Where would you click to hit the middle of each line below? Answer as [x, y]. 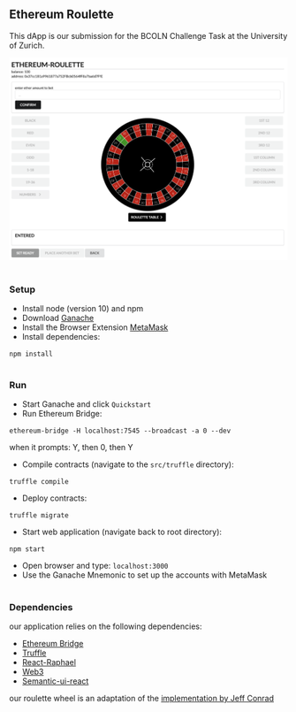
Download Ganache [58, 318]
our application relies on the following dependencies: [106, 626]
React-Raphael [49, 662]
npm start [27, 549]
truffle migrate [39, 516]
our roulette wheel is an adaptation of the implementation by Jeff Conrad [142, 699]
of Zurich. [27, 45]
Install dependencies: [61, 336]
